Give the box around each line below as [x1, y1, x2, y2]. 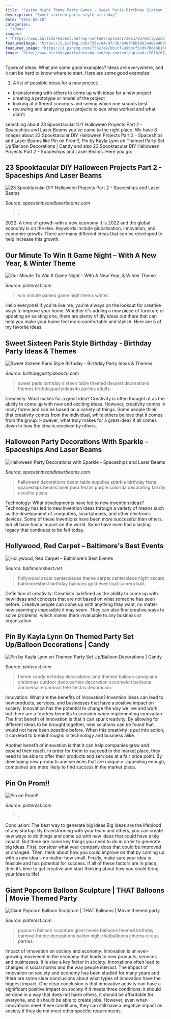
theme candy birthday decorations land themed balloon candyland [17, 673, 158, 680]
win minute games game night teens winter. [17, 292, 109, 299]
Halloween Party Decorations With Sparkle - [5, 438, 149, 446]
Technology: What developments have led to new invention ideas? [5, 500, 144, 506]
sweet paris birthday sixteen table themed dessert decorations [17, 380, 150, 386]
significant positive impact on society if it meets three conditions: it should [5, 986, 161, 992]
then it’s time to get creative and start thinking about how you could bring [5, 866, 159, 872]
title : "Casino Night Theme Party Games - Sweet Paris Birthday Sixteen [5, 7, 163, 13]
